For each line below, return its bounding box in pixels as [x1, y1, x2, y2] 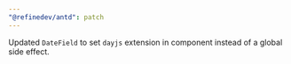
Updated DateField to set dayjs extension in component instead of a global [8, 37, 283, 47]
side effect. [8, 46, 50, 57]
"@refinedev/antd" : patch [8, 12, 104, 22]
